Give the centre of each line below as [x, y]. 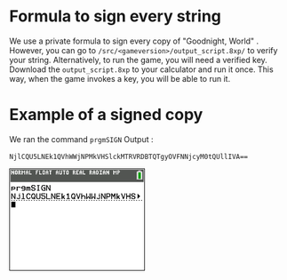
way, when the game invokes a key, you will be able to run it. [120, 78]
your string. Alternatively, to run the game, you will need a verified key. [139, 60]
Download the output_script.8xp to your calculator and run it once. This [141, 69]
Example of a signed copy [106, 115]
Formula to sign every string [116, 16]
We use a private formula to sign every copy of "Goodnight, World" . [134, 41]
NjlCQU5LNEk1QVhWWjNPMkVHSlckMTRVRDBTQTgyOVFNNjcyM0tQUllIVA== [129, 156]
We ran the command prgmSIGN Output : [81, 139]
